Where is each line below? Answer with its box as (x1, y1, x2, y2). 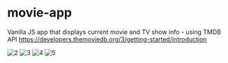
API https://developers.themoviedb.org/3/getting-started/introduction (7, 35, 207, 43)
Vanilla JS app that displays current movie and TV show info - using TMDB (7, 28, 222, 36)
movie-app (7, 5, 72, 21)
